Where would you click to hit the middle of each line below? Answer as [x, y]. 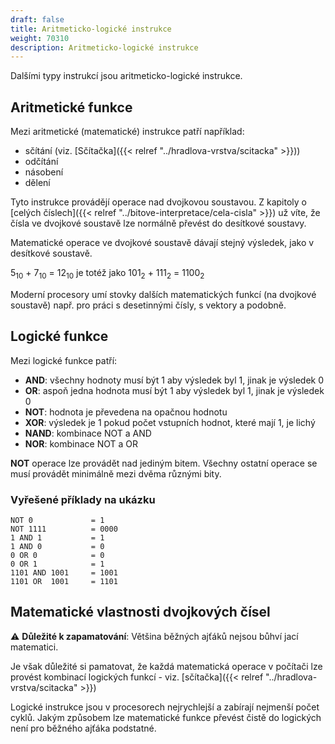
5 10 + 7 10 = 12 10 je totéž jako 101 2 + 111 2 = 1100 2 [107, 274]
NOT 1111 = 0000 [64, 529]
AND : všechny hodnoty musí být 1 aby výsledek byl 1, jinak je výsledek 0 [174, 380]
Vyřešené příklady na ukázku [83, 499]
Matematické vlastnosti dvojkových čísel [140, 612]
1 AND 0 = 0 [57, 546]
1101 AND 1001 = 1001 [64, 572]
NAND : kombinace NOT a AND [88, 433]
